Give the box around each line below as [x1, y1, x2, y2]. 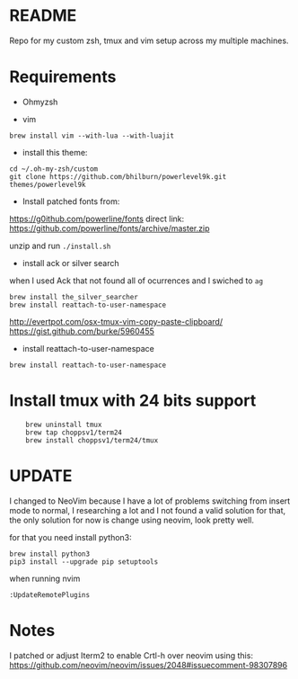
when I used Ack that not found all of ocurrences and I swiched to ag [9, 275, 263, 286]
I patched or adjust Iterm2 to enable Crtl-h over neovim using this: [9, 649, 254, 661]
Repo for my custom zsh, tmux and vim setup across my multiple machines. [9, 35, 289, 46]
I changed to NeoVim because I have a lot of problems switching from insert [9, 496, 291, 506]
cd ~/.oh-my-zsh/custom [9, 164, 99, 174]
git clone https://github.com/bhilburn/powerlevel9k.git [9, 172, 227, 181]
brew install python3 [9, 549, 91, 558]
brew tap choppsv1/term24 [25, 428, 123, 437]
